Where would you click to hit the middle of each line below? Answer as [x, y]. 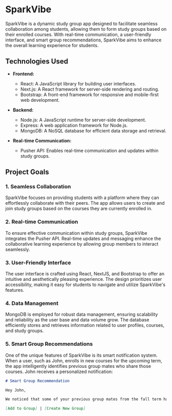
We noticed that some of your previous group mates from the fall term [83, 399]
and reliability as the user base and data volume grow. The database [77, 320]
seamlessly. [18, 249]
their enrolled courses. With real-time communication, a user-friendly [78, 34]
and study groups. [25, 331]
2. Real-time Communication [42, 222]
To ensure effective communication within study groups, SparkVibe [76, 233]
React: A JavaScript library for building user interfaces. [78, 83]
